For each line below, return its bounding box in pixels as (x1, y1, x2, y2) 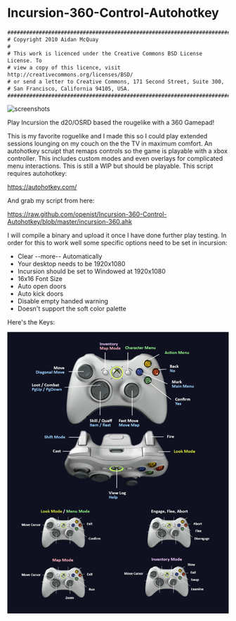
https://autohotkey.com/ (7, 183, 77, 191)
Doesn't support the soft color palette (17, 304, 126, 313)
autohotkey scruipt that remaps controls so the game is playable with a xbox (7, 146, 228, 155)
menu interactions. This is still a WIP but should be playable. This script (7, 162, 214, 170)
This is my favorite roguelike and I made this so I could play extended (7, 131, 208, 140)
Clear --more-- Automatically (17, 251, 103, 261)
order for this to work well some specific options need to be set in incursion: (7, 238, 228, 247)
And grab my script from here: (7, 196, 95, 204)
